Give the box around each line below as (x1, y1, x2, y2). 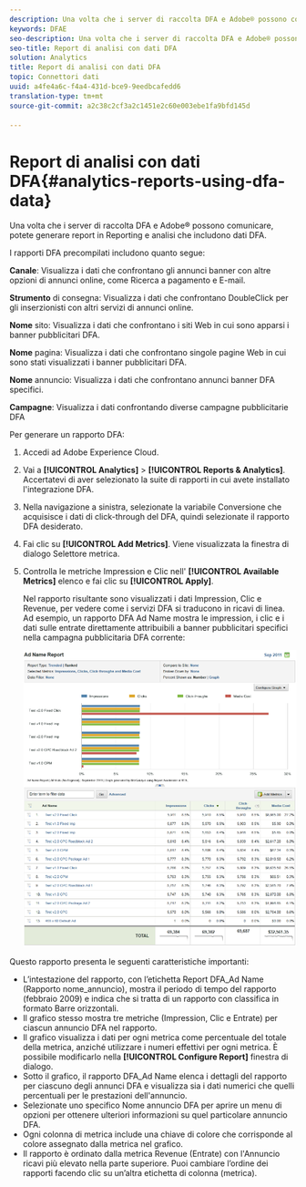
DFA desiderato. (22, 521, 84, 532)
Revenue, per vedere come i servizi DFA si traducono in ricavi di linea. (22, 603, 285, 614)
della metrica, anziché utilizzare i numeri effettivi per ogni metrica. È (22, 1041, 279, 1052)
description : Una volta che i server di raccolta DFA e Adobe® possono (9, 15, 287, 24)
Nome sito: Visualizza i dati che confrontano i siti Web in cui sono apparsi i (9, 320, 290, 331)
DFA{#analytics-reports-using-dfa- (9, 170, 286, 191)
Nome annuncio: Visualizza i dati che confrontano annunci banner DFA (9, 375, 275, 386)
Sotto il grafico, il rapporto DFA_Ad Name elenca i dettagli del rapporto (22, 1070, 288, 1081)
